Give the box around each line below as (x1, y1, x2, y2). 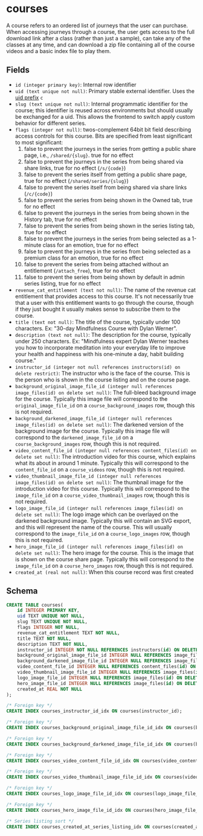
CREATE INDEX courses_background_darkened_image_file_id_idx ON (6, 741, 172, 747)
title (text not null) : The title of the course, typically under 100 (14, 318, 181, 325)
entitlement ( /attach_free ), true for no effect (24, 267, 135, 274)
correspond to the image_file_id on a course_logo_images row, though (14, 530, 190, 537)
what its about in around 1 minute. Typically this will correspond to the (14, 459, 189, 467)
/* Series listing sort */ (6, 818, 74, 824)
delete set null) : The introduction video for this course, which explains (14, 453, 196, 460)
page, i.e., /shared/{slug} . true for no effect (24, 152, 134, 159)
